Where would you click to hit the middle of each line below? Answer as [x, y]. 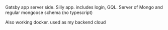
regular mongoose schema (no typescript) [49, 12]
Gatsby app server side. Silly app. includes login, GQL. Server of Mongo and [84, 7]
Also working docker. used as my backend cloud [56, 22]
